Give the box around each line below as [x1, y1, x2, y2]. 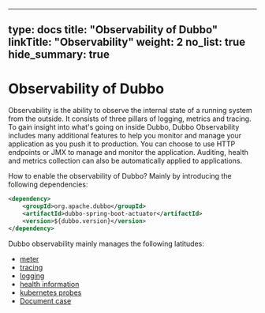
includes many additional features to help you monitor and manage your [8, 131, 242, 141]
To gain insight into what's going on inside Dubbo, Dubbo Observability [8, 123, 240, 132]
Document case [19, 296, 72, 305]
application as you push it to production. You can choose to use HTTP [8, 139, 236, 149]
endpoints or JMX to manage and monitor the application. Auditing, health [8, 148, 248, 157]
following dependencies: [8, 179, 88, 190]
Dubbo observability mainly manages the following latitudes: [8, 239, 205, 248]
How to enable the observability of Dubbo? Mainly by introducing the [8, 172, 232, 181]
